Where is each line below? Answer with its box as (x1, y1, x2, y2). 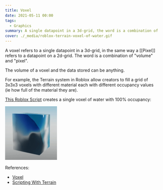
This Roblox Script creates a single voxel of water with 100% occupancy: (5, 96, 151, 102)
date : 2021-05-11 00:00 (5, 13, 54, 18)
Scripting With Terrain (12, 179, 57, 185)
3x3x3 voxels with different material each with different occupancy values (5, 82, 154, 88)
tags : (5, 18, 16, 23)
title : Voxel (5, 8, 32, 13)
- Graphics (9, 23, 32, 28)
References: (5, 165, 29, 171)
